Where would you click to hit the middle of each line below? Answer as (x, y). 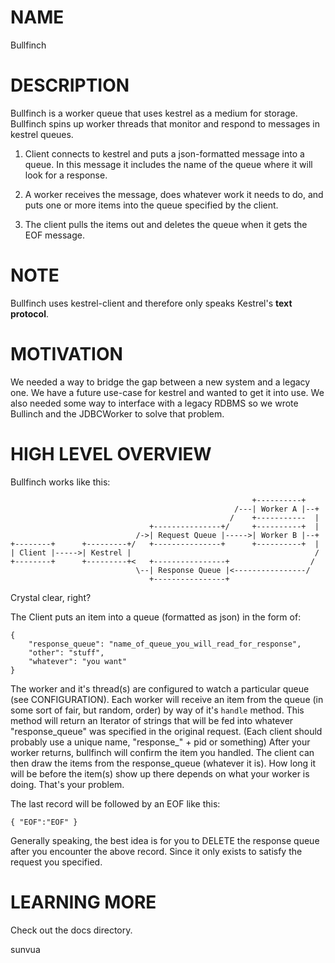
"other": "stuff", (66, 652)
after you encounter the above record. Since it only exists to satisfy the (156, 851)
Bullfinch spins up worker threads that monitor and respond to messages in (165, 123)
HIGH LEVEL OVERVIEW (111, 453)
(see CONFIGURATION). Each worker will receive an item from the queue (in (167, 699)
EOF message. (54, 235)
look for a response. (66, 175)
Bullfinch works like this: (60, 482)
